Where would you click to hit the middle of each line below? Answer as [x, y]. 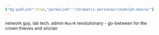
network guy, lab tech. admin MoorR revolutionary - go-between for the [76, 23]
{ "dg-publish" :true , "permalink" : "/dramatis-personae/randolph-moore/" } [79, 9]
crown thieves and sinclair [31, 28]
